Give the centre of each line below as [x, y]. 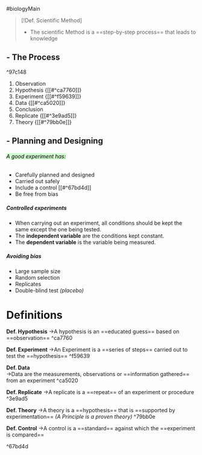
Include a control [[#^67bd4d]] [53, 188]
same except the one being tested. [58, 230]
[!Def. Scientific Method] [52, 20]
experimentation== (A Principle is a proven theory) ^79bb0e [81, 417]
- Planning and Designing [55, 141]
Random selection [37, 278]
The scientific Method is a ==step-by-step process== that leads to [113, 32]
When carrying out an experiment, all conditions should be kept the [99, 223]
